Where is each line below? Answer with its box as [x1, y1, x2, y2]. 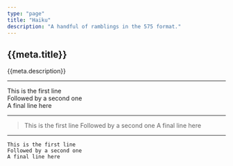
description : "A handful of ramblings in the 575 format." [7, 23, 182, 30]
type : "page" [7, 10, 45, 17]
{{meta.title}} [7, 48, 67, 60]
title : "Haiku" [7, 17, 51, 24]
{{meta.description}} [7, 67, 66, 75]
